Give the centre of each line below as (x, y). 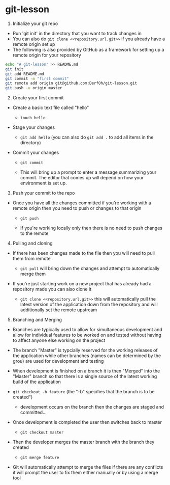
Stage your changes (33, 127)
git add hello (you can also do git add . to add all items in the (87, 137)
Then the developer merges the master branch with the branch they (83, 442)
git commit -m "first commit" (37, 78)
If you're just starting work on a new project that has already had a (82, 284)
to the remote (34, 233)
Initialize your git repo (35, 23)
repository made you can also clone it (52, 289)
